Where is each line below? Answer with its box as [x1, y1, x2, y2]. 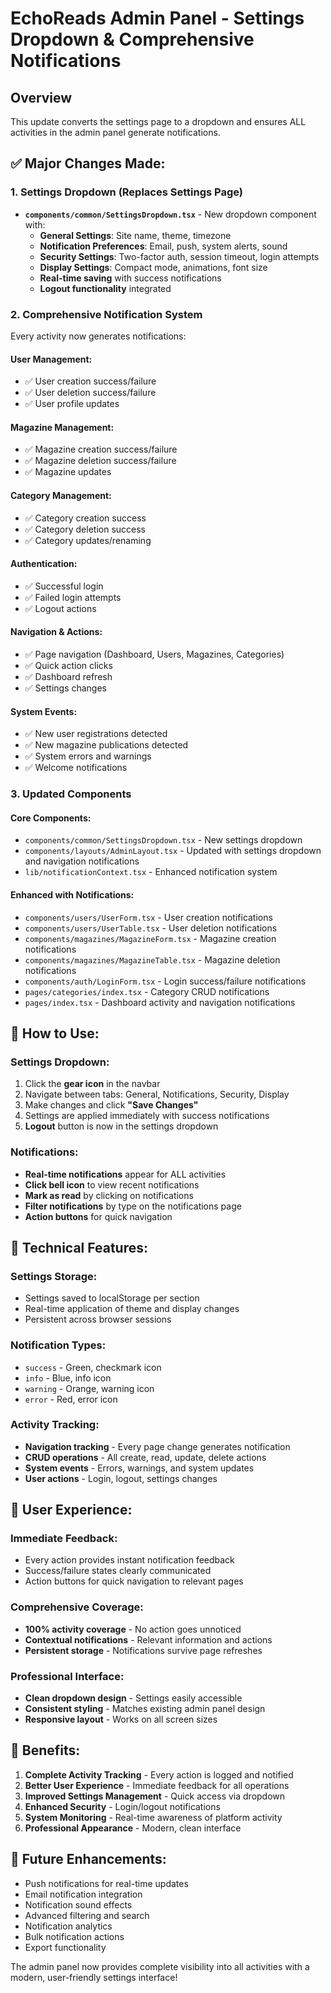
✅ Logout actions [24, 602, 97, 614]
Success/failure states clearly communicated [24, 1565, 212, 1577]
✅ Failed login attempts [24, 591, 122, 603]
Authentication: [10, 558, 78, 570]
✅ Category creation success [24, 512, 147, 524]
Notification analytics [24, 1920, 113, 1932]
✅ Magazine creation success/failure [24, 443, 178, 456]
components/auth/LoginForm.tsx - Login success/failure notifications [24, 975, 307, 987]
